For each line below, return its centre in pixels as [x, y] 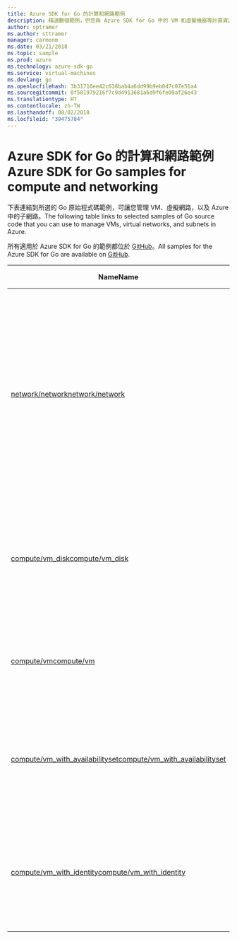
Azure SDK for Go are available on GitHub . [69, 254]
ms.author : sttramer [38, 34]
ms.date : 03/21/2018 [38, 47]
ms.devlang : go [30, 80]
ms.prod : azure [30, 60]
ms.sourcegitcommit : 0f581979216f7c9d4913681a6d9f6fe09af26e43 [102, 93]
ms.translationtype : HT [42, 100]
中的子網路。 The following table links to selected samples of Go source [111, 216]
